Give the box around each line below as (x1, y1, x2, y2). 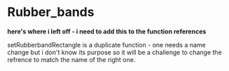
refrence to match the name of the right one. (7, 55, 136, 63)
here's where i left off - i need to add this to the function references (7, 27, 207, 35)
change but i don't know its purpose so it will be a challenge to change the (7, 48, 222, 56)
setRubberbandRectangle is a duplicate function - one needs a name (7, 40, 207, 49)
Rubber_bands (7, 4, 95, 20)
